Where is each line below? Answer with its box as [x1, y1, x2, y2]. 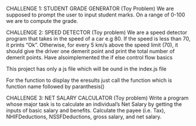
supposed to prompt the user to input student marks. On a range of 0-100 [6, 11, 185, 18]
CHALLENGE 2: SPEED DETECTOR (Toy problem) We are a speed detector [6, 29, 188, 36]
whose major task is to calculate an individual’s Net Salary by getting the [6, 101, 182, 108]
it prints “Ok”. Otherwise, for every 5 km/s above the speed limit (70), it [6, 41, 178, 48]
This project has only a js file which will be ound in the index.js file [6, 65, 167, 72]
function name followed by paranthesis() [6, 83, 105, 90]
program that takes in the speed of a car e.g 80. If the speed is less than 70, [6, 35, 191, 42]
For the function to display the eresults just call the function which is [6, 77, 172, 84]
